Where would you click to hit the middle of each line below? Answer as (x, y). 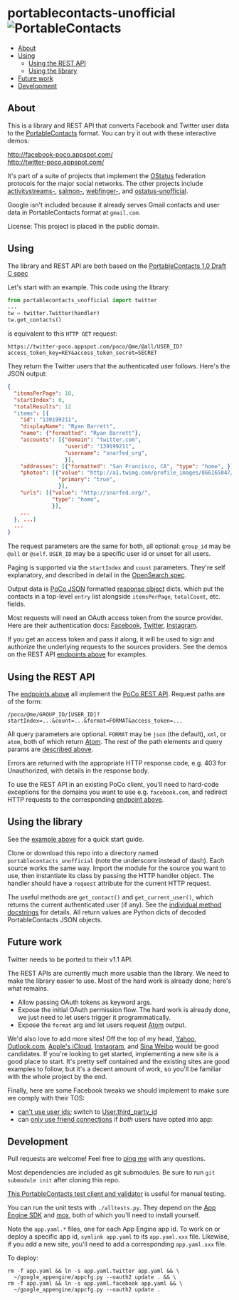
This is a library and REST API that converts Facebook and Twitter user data (118, 125)
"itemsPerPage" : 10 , (44, 393)
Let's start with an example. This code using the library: (89, 287)
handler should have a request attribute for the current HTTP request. (109, 883)
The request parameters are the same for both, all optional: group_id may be (119, 546)
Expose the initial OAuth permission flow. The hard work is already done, (124, 1009)
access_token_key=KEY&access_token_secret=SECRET (83, 353)
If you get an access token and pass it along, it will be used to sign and (111, 639)
